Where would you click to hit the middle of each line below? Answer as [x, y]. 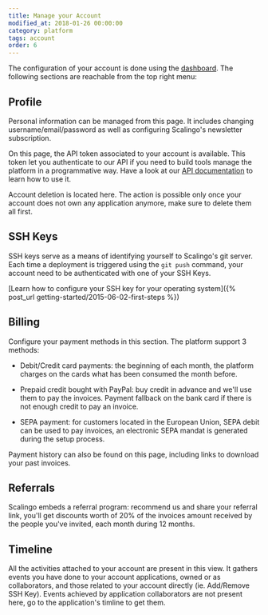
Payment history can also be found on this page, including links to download [134, 454]
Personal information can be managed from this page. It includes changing [131, 121]
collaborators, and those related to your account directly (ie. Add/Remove [129, 585]
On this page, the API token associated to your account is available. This [127, 154]
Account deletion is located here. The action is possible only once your [125, 194]
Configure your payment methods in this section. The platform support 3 [128, 341]
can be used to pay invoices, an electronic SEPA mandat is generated [134, 430]
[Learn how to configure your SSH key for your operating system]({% [122, 288]
